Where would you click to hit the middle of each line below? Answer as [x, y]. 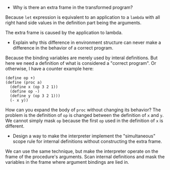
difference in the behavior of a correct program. [63, 48]
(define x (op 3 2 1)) [34, 87]
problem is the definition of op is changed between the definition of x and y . [84, 115]
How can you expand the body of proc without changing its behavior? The [83, 110]
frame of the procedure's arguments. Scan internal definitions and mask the [85, 157]
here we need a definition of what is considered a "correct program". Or [81, 63]
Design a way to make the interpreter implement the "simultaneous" [84, 136]
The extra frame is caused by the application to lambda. [64, 32]
